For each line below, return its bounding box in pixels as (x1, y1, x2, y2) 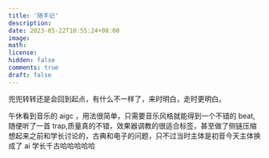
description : (8, 19, 52, 27)
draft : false (8, 71, 52, 79)
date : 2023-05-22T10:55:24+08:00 (8, 26, 120, 34)
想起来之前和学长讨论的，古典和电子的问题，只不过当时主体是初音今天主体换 (8, 131, 261, 140)
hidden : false (8, 57, 56, 65)
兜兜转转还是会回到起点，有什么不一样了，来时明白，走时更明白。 (8, 93, 226, 104)
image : (8, 34, 30, 42)
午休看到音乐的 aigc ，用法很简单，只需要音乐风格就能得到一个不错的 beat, (8, 111, 255, 120)
